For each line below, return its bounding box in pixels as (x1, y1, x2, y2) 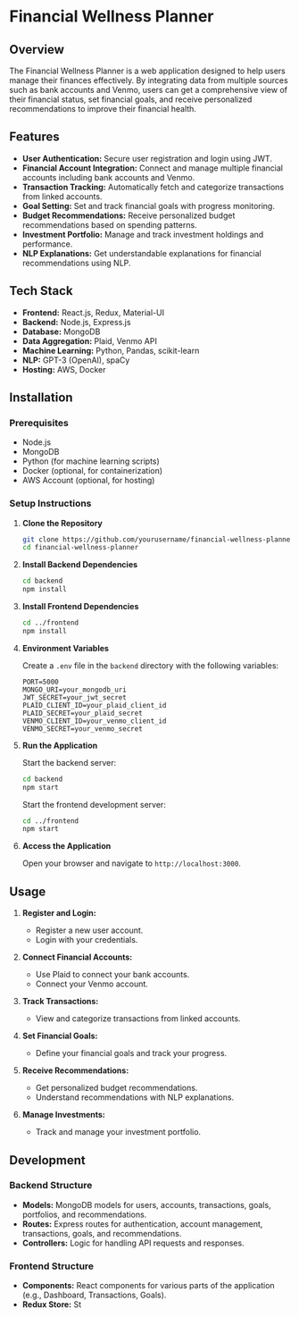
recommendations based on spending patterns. (21, 219, 198, 230)
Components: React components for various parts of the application (21, 1280, 275, 1291)
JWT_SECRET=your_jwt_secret (21, 692, 127, 702)
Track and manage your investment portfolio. (35, 1127, 202, 1137)
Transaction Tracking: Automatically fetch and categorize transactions (21, 181, 284, 192)
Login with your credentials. (35, 935, 138, 945)
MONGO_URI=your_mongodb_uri (21, 685, 127, 694)
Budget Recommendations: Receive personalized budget (21, 210, 236, 221)
